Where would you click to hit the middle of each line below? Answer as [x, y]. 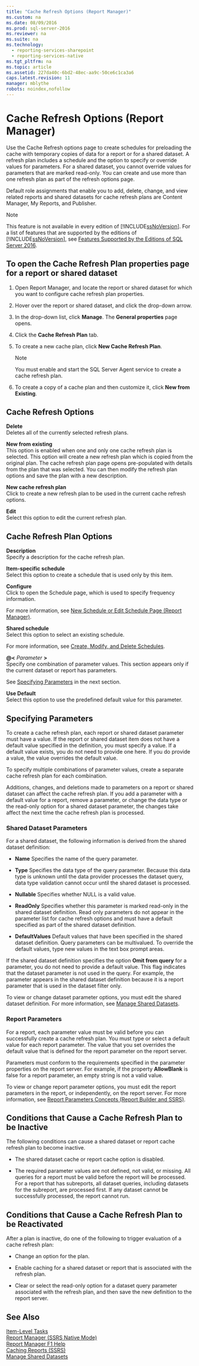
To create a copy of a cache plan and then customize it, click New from [102, 387]
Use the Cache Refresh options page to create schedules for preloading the [99, 147]
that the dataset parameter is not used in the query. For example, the [90, 973]
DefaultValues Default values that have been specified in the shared [99, 936]
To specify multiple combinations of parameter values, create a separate [95, 770]
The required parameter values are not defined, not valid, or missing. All [103, 1171]
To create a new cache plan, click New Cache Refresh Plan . [88, 346]
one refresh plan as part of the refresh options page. [70, 179]
